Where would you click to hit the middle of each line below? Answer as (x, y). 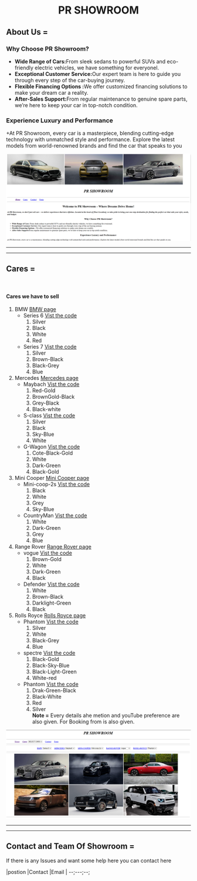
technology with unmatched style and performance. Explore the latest (90, 139)
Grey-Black (46, 403)
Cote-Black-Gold (52, 453)
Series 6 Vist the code (50, 316)
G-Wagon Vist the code (52, 447)
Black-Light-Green (55, 672)
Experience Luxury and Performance (60, 120)
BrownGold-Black (53, 397)
